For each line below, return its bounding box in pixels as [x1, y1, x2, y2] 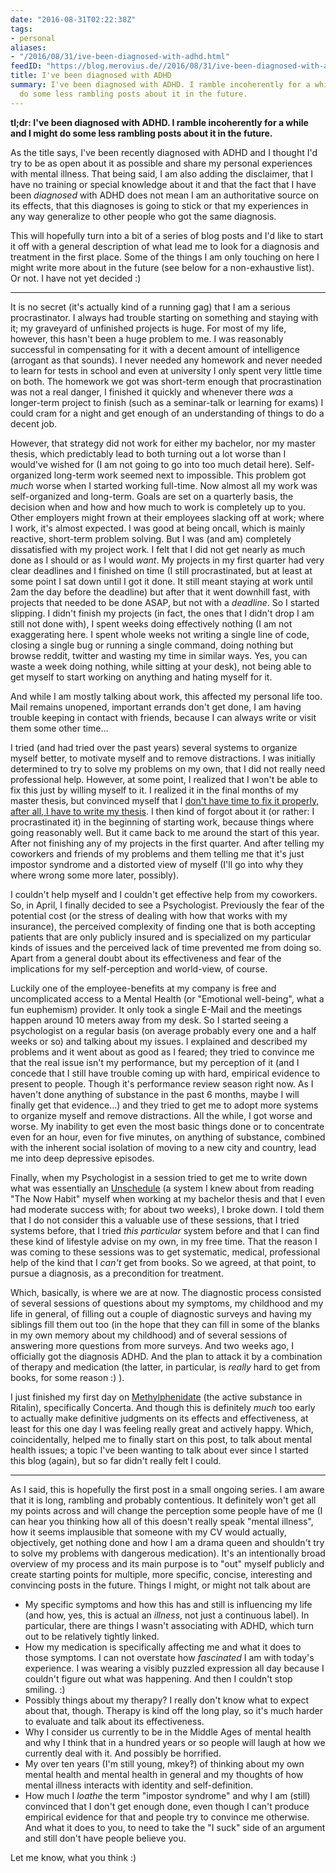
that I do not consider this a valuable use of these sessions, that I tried [10, 1214, 300, 1226]
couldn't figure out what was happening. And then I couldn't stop [24, 1672, 293, 1685]
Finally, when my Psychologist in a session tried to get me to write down [10, 1171, 308, 1183]
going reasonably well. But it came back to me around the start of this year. [10, 826, 320, 838]
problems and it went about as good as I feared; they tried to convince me [10, 1046, 315, 1058]
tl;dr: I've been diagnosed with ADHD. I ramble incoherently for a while [10, 116, 309, 128]
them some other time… [10, 722, 109, 734]
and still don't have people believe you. [24, 1832, 187, 1844]
